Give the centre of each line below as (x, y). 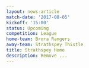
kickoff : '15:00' (28, 22)
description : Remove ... (37, 56)
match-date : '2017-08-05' (38, 17)
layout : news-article (33, 12)
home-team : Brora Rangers (38, 39)
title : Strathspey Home (36, 50)
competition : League (32, 34)
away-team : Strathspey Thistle (45, 45)
